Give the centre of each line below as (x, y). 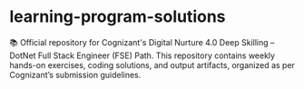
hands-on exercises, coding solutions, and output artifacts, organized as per (152, 64)
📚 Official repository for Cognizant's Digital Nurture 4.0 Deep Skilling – (142, 42)
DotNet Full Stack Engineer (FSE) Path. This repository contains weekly (142, 55)
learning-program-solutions (118, 17)
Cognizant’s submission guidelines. (75, 74)
